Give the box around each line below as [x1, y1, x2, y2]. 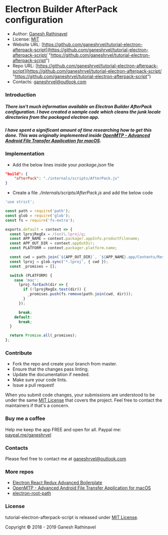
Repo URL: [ [12, 63, 37, 69]
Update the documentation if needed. [12, 372, 90, 378]
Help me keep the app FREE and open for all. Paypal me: [5, 426, 121, 432]
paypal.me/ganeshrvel [5, 432, 51, 438]
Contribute [5, 349, 32, 356]
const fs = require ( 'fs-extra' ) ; [5, 218, 75, 223]
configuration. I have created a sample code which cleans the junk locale [5, 109, 161, 115]
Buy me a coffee [5, 415, 45, 422]
